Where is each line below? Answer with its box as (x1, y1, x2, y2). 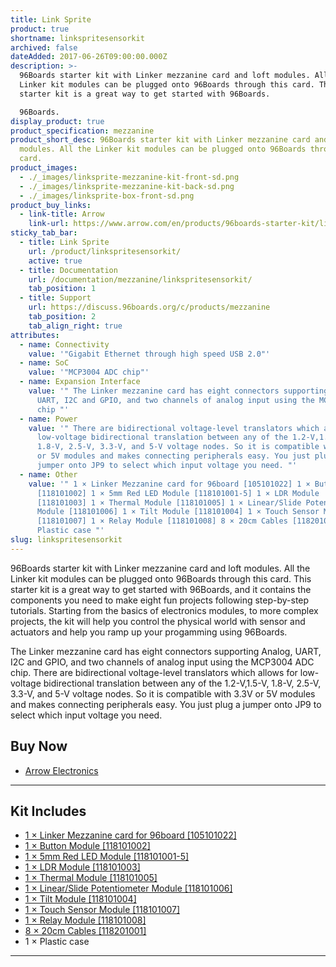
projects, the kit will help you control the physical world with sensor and (10, 615, 306, 627)
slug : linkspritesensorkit (10, 535, 123, 545)
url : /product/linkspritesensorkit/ (28, 246, 182, 256)
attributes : (10, 330, 60, 340)
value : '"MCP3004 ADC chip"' (28, 367, 150, 378)
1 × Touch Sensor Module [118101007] (24, 904, 181, 916)
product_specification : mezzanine (10, 126, 155, 136)
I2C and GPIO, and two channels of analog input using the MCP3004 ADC (10, 656, 315, 668)
